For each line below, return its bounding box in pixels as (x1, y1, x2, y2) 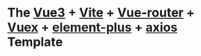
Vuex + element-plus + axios (7, 19, 178, 35)
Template (7, 35, 63, 50)
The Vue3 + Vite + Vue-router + (7, 5, 195, 21)
